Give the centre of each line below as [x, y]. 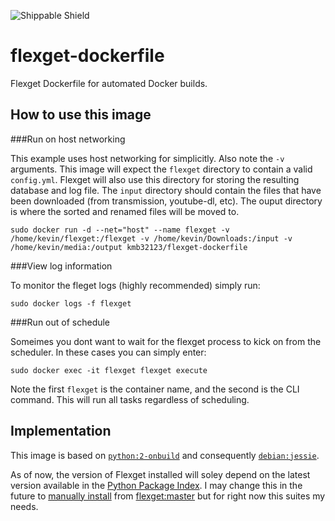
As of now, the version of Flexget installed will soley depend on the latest [160, 474]
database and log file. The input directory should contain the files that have [166, 190]
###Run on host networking [68, 139]
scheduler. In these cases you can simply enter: [108, 352]
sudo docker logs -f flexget [71, 303]
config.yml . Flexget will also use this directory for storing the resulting [155, 179]
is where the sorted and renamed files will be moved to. [125, 211]
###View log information [61, 266]
